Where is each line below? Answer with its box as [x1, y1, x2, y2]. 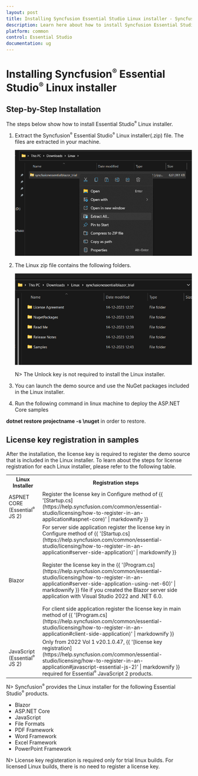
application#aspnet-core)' [42, 515, 107, 522]
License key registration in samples [6, 435, 139, 445]
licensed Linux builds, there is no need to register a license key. [6, 762, 160, 770]
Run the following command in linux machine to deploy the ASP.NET [14, 400, 180, 407]
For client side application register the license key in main [42, 605, 181, 612]
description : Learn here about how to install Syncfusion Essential [6, 22, 178, 28]
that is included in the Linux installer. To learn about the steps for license [6, 456, 182, 463]
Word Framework [14, 732, 57, 739]
